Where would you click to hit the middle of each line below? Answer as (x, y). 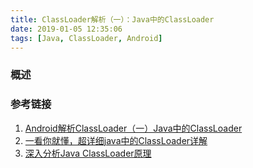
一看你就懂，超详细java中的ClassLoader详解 (116, 140)
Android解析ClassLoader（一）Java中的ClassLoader (133, 128)
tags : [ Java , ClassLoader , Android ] (86, 38)
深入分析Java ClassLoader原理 (88, 153)
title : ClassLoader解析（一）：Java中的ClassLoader (112, 19)
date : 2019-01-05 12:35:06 (66, 29)
